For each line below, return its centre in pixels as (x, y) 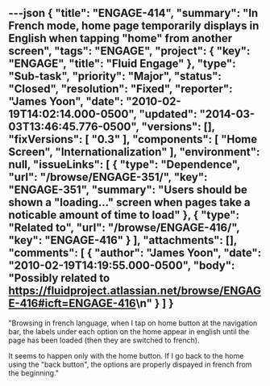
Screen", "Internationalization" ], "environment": (134, 152)
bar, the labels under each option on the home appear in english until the (129, 331)
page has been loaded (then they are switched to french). (104, 340)
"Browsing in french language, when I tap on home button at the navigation (133, 323)
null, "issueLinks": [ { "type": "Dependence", (124, 165)
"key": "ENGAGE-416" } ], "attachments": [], (123, 240)
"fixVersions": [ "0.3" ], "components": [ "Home (133, 139)
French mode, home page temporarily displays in (134, 26)
